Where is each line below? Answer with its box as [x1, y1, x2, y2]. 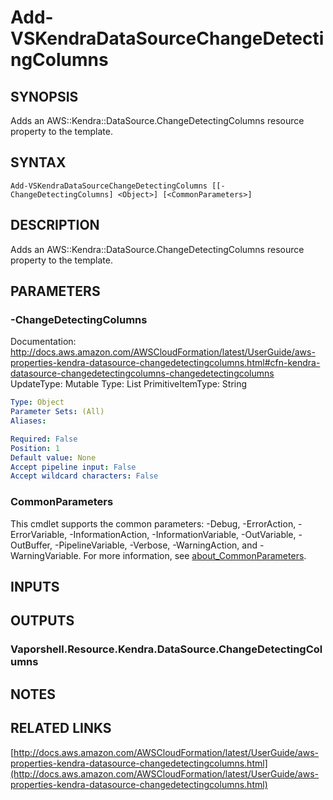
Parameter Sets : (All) [10, 407, 105, 417]
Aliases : [10, 416, 47, 426]
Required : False [10, 434, 78, 444]
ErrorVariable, [10, 528, 68, 540]
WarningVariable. [10, 549, 82, 561]
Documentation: [10, 336, 77, 348]
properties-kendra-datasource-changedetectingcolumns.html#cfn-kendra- [10, 357, 321, 369]
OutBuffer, [10, 539, 53, 551]
